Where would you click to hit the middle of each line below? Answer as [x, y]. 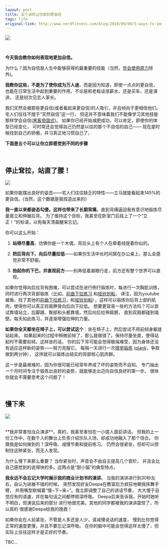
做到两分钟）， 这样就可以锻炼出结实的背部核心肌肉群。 [61, 354]
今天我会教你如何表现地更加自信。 [40, 57]
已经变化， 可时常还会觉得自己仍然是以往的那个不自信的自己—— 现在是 [82, 127]
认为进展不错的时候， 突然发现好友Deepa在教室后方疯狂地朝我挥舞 [86, 484]
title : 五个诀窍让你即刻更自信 [33, 14]
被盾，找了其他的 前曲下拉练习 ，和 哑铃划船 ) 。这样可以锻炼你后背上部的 [79, 300]
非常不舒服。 [30, 260]
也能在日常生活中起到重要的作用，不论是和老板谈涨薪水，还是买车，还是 [79, 91]
